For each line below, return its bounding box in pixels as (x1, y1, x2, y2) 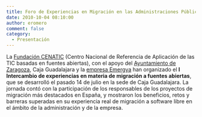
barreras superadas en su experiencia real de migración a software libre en (6, 98, 192, 105)
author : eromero (6, 20, 47, 26)
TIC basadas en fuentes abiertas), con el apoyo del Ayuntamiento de (6, 59, 176, 67)
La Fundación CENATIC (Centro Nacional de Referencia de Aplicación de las (6, 53, 195, 60)
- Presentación (11, 37, 50, 43)
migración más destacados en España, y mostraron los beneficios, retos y (6, 91, 190, 98)
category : (6, 31, 31, 37)
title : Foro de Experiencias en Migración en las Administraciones (6, 8, 179, 15)
